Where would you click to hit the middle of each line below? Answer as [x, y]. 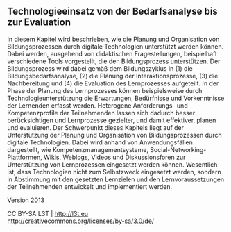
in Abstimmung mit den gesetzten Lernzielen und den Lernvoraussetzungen [116, 179]
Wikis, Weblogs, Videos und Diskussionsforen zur [115, 157]
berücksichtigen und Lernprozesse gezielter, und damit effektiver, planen [112, 120]
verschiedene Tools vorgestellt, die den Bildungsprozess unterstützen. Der [114, 61]
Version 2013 [26, 200]
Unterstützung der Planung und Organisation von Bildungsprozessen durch [114, 135]
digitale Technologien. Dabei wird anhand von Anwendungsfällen [100, 142]
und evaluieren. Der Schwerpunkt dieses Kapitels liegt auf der [96, 127]
